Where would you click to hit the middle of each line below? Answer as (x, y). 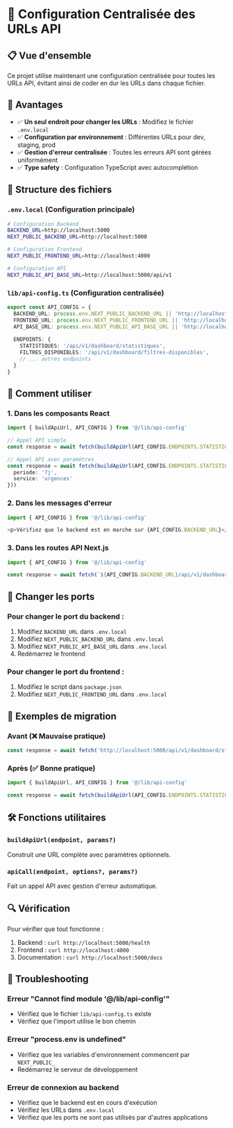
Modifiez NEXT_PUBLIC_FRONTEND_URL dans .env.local (92, 694)
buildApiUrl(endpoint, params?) (62, 840)
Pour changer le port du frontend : (66, 672)
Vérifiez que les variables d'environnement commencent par (104, 1054)
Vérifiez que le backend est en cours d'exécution (87, 1103)
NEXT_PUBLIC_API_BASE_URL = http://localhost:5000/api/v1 (89, 275)
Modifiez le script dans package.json (69, 687)
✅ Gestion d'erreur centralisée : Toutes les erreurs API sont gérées (114, 152)
